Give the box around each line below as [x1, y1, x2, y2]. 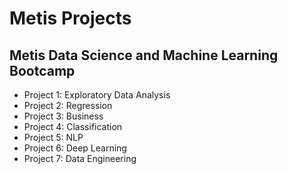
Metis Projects [9, 7, 132, 30]
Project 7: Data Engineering [23, 153, 137, 164]
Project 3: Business [23, 110, 104, 122]
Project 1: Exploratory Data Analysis [23, 89, 171, 101]
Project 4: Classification [23, 121, 123, 132]
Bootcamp [9, 62, 76, 79]
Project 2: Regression [23, 100, 113, 111]
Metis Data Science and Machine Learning [9, 47, 279, 64]
